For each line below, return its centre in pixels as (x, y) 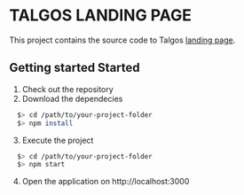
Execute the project (58, 140)
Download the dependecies (72, 98)
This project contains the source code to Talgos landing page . (122, 40)
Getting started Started (75, 68)
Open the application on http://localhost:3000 (106, 182)
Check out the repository (67, 89)
